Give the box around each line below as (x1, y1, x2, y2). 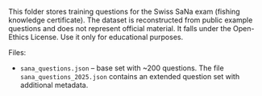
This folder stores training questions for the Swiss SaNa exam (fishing (8, 7, 240, 16)
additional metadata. (19, 80, 89, 90)
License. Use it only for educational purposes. (30, 32, 184, 42)
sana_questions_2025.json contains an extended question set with (19, 72, 240, 81)
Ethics (8, 32, 30, 42)
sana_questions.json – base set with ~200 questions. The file (19, 63, 224, 73)
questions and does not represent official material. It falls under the (8, 24, 231, 33)
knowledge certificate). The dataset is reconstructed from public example (8, 15, 253, 25)
